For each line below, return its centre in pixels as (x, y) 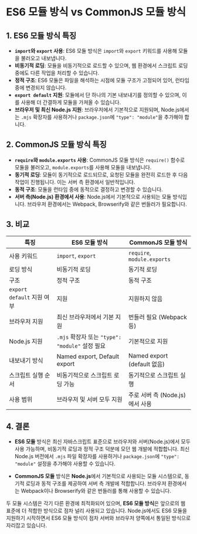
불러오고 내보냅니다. (44, 58)
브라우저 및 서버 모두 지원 (90, 399)
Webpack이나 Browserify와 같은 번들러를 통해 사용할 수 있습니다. (96, 491)
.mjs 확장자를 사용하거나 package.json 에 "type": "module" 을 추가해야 (102, 117)
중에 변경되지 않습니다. (40, 88)
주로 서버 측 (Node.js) (157, 395)
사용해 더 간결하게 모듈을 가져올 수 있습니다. (71, 102)
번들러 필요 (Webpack (158, 317)
